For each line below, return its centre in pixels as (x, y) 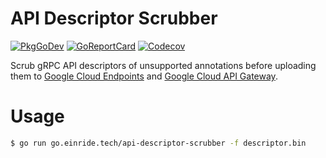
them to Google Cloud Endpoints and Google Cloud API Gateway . (144, 76)
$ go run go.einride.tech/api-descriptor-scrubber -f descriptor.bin (158, 143)
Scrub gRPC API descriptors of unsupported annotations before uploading (163, 65)
